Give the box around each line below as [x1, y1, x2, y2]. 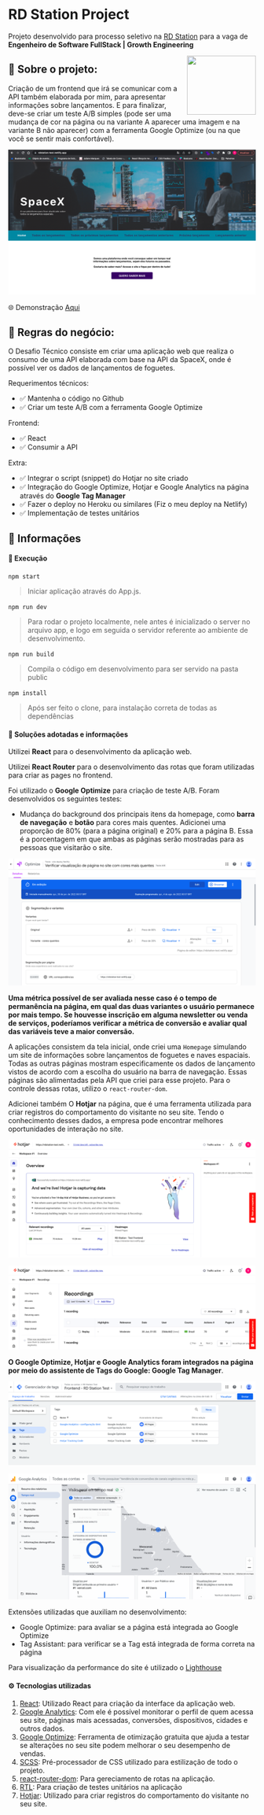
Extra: [8, 458, 27, 468]
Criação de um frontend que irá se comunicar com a [8, 83, 178, 93]
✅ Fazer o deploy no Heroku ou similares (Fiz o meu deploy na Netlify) [19, 500, 247, 509]
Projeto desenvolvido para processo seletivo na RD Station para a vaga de [8, 31, 248, 41]
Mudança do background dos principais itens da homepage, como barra [19, 809, 255, 819]
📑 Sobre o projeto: [8, 63, 98, 76]
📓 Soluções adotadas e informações [8, 730, 128, 739]
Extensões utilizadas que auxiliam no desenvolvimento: [8, 1607, 187, 1617]
